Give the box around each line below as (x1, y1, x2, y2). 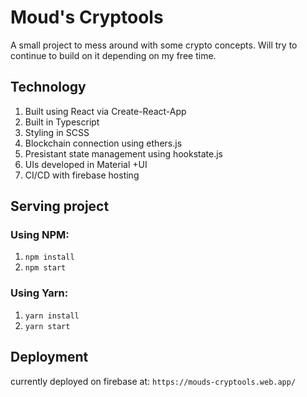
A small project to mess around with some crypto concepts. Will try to (10, 39, 298, 51)
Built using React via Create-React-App (24, 105, 187, 117)
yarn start (24, 321, 71, 331)
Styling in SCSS (24, 126, 90, 138)
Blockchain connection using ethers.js (24, 137, 183, 149)
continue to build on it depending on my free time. (10, 49, 217, 61)
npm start (24, 263, 67, 273)
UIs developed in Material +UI (24, 158, 148, 170)
